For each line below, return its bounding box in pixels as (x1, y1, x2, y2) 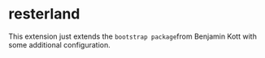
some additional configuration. (8, 39, 111, 49)
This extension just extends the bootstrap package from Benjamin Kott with (8, 31, 258, 41)
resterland (8, 5, 80, 23)
